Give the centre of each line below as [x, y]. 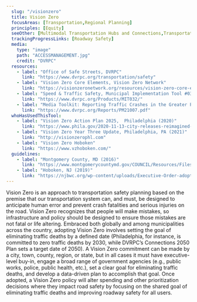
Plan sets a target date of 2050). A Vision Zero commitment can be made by [98, 248]
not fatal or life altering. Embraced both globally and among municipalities [95, 224]
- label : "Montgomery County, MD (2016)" [68, 160]
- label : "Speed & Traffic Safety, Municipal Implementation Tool [99, 94]
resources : [25, 66]
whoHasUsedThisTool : [36, 115]
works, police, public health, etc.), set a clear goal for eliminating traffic [92, 267]
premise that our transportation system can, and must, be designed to [91, 198]
